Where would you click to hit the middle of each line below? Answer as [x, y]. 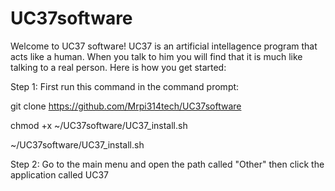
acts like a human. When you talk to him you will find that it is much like [156, 56]
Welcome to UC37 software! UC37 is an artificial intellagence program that [164, 46]
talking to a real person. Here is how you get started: [118, 67]
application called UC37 [60, 174]
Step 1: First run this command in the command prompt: [125, 86]
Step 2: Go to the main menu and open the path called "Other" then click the [167, 164]
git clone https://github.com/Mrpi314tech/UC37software [126, 106]
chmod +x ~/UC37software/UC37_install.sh [99, 125]
